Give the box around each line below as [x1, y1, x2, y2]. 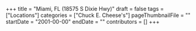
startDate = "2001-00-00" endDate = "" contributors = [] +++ [5, 18, 159, 25]
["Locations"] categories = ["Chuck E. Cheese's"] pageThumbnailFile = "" [5, 12, 191, 19]
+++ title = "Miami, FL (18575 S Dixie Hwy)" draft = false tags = [5, 5, 164, 12]
